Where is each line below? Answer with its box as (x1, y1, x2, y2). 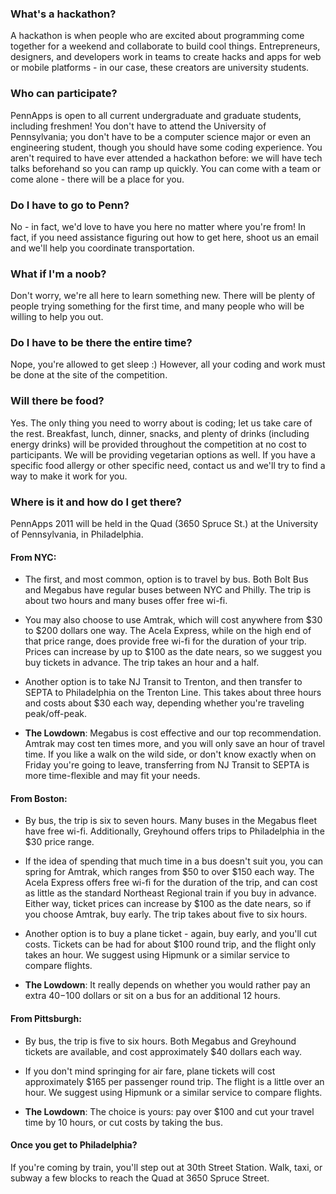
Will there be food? (10, 394, 105, 408)
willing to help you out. (10, 311, 104, 323)
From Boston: (10, 792, 68, 804)
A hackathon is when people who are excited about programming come (10, 30, 305, 42)
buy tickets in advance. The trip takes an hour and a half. (24, 657, 260, 669)
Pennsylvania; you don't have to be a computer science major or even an (10, 130, 312, 142)
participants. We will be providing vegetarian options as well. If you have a (10, 448, 316, 461)
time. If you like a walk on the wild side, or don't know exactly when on (24, 748, 317, 761)
